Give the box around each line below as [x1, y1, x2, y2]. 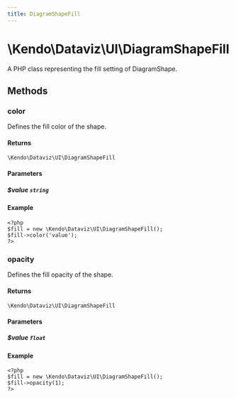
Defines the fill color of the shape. [7, 122, 107, 131]
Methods [7, 84, 48, 96]
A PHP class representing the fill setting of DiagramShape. [7, 65, 178, 73]
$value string [7, 185, 50, 194]
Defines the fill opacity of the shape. [7, 270, 113, 279]
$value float [7, 333, 46, 342]
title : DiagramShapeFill [7, 10, 81, 18]
